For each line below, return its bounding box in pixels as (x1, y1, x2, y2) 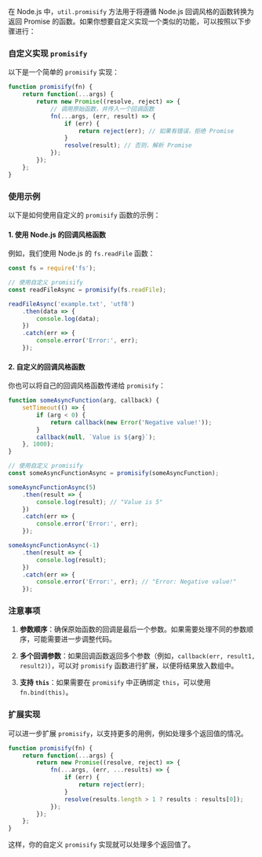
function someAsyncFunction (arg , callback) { (8, 396, 159, 405)
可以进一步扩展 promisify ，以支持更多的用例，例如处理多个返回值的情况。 (8, 728, 249, 737)
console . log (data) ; (36, 314, 100, 322)
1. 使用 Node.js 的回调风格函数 (8, 230, 106, 239)
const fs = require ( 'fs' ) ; (8, 264, 96, 273)
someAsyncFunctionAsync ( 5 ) (8, 483, 96, 491)
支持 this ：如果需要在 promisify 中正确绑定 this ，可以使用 (19, 678, 211, 687)
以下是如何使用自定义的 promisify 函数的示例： (8, 210, 161, 219)
